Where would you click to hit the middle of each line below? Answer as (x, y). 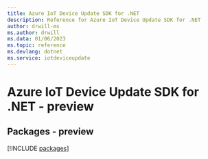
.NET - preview (50, 106)
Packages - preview (50, 132)
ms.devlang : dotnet (35, 52)
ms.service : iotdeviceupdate (49, 58)
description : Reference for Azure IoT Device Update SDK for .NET (104, 20)
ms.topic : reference (37, 45)
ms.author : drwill (33, 33)
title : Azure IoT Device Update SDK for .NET (73, 13)
